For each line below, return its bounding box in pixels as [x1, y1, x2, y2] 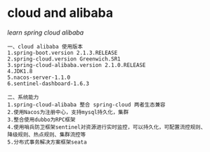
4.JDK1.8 [7, 68, 33, 75]
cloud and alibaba [7, 5, 114, 21]
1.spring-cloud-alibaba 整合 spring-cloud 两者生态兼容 [7, 101, 166, 108]
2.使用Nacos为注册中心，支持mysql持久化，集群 [7, 108, 129, 115]
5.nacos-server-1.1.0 [7, 74, 71, 81]
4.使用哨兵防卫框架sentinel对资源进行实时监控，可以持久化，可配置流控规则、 [7, 123, 206, 131]
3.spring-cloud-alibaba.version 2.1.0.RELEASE [7, 61, 146, 68]
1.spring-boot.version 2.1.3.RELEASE [7, 49, 118, 56]
